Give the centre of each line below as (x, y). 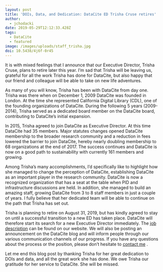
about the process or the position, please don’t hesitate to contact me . (77, 244)
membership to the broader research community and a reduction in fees (78, 136)
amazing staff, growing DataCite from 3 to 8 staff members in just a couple (80, 193)
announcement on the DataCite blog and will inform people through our (77, 234)
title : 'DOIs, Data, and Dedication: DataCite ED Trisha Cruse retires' (81, 14)
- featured (21, 42)
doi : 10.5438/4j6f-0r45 (29, 51)
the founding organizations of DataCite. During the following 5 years (74, 106)
